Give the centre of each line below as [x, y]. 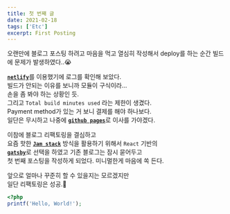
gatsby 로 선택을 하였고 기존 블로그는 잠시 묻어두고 [75, 152]
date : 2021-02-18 [32, 20]
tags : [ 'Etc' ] [28, 26]
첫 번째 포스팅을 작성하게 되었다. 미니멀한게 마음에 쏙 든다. [86, 161]
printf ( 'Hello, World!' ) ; [44, 204]
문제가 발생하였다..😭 [43, 62]
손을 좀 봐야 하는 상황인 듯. [43, 94]
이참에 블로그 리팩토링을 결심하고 [52, 135]
